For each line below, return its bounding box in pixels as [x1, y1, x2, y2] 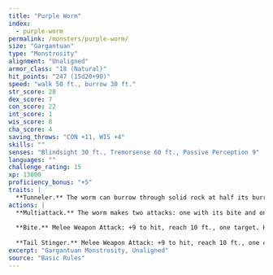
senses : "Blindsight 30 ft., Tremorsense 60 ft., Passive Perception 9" [8, 148, 260, 156]
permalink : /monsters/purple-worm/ [8, 34, 129, 43]
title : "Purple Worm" [8, 11, 82, 20]
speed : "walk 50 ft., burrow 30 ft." [8, 80, 136, 88]
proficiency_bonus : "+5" [8, 178, 93, 187]
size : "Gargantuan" [8, 42, 75, 50]
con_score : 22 [8, 103, 57, 111]
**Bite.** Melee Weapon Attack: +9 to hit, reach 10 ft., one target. [15, 224, 260, 232]
